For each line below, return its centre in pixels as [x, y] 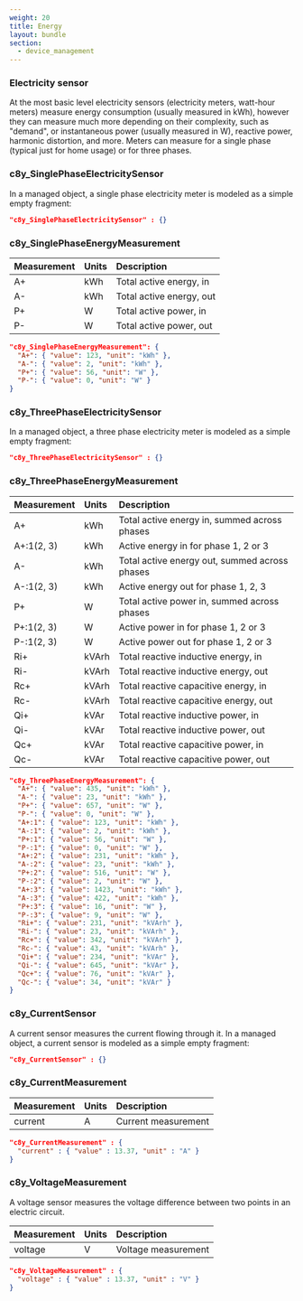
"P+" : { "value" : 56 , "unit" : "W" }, [88, 372]
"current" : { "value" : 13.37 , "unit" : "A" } [109, 1151]
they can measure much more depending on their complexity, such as [139, 122]
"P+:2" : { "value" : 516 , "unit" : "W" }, [94, 873]
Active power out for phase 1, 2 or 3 [195, 641]
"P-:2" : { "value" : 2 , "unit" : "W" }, [91, 882]
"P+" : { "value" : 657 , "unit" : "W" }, [91, 806]
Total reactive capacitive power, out [194, 759]
